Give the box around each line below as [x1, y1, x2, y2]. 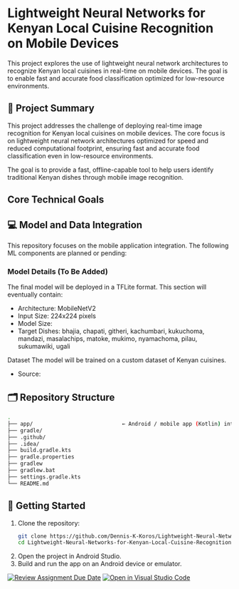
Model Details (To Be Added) [7, 266, 108, 276]
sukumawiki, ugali [17, 342, 70, 351]
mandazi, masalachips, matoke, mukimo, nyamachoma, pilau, [17, 334, 198, 343]
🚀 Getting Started [7, 500, 86, 512]
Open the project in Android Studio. [17, 552, 122, 560]
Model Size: [17, 319, 53, 328]
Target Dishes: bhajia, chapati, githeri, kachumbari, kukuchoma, [17, 327, 205, 336]
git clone [17, 533, 48, 540]
